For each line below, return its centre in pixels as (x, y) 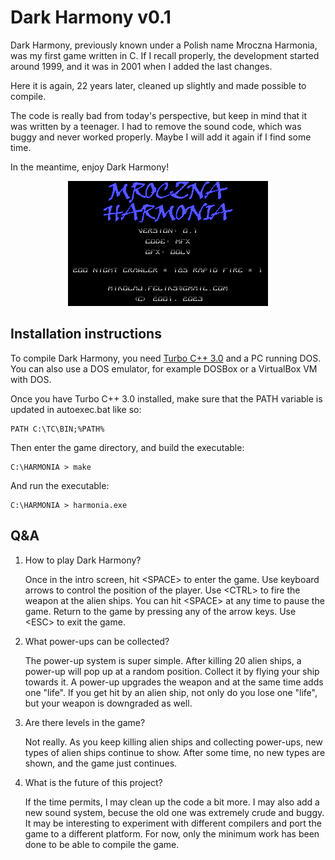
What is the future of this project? (93, 782)
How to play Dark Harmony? (83, 560)
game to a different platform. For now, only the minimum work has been (172, 833)
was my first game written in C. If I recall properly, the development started (165, 55)
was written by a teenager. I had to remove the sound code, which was (156, 126)
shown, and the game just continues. (101, 763)
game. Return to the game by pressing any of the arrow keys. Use (160, 611)
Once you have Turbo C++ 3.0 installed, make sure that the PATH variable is (166, 398)
